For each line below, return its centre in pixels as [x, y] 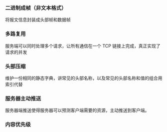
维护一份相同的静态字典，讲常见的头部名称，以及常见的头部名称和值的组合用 [84, 78]
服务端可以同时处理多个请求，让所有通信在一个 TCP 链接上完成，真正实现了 [83, 45]
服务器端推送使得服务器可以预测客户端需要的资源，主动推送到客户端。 [77, 110]
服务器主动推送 [23, 98]
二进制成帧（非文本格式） [36, 7]
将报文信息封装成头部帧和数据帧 [38, 20]
